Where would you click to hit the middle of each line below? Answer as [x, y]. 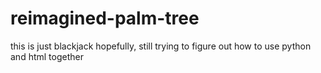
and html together [47, 56]
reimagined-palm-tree [105, 18]
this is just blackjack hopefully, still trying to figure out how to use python [161, 46]
